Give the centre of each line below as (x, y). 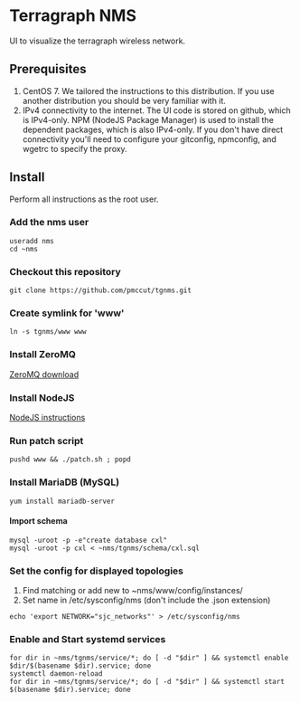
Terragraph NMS (73, 16)
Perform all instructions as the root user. (84, 199)
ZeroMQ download (44, 374)
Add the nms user (49, 223)
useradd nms (32, 241)
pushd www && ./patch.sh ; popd (70, 460)
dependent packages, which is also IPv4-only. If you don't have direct (153, 129)
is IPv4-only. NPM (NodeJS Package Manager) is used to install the (148, 119)
